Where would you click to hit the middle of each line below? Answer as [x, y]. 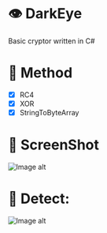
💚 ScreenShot [54, 145]
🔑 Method [41, 73]
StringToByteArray [49, 113]
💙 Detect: [39, 199]
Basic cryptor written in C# [52, 41]
